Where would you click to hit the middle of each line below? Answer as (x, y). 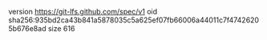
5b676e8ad (27, 28)
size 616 (61, 28)
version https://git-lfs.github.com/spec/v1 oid (83, 12)
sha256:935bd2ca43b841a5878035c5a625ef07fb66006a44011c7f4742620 (133, 20)
